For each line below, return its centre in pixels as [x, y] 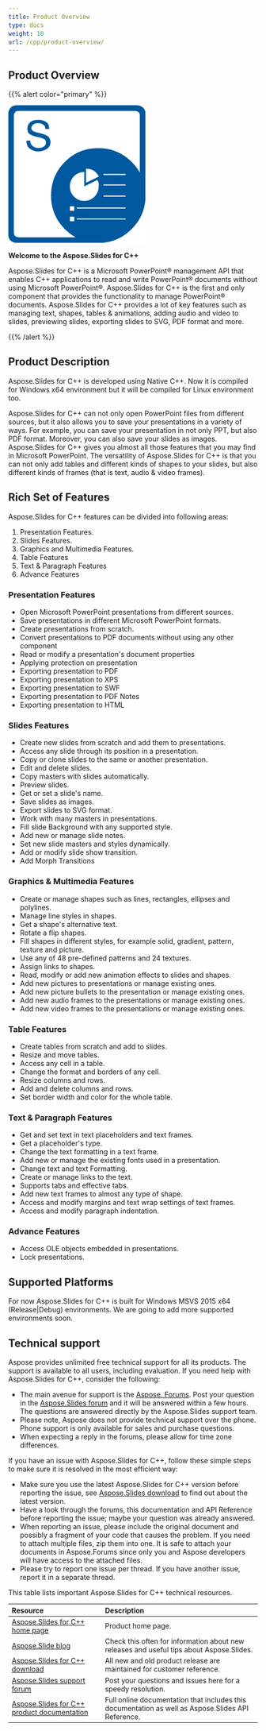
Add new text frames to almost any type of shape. [101, 1194]
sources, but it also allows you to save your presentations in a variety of [125, 422]
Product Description [59, 362]
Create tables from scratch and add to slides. [93, 1046]
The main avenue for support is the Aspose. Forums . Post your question [137, 1395]
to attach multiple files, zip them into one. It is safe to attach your [125, 1544]
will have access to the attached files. [81, 1560]
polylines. [35, 907]
